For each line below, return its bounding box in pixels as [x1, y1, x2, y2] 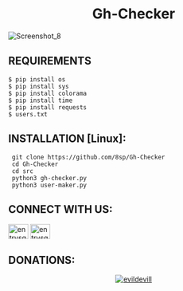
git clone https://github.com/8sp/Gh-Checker [11, 153, 165, 161]
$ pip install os [8, 75, 66, 84]
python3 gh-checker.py [11, 174, 88, 182]
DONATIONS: [8, 253, 76, 267]
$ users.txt [8, 110, 48, 118]
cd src [11, 167, 34, 175]
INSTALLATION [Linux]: [8, 132, 127, 146]
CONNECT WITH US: [8, 203, 113, 216]
